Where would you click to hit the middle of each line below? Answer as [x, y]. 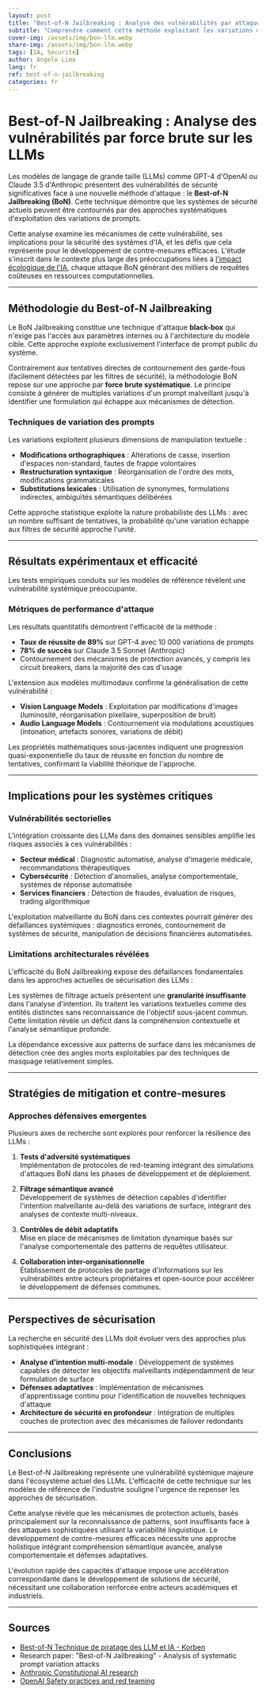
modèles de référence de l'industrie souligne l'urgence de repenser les [124, 1489]
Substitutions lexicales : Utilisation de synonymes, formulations [124, 489]
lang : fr [23, 67]
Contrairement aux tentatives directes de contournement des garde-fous [127, 368]
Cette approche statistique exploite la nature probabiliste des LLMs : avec [128, 512]
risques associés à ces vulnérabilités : [70, 844]
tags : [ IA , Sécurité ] [44, 52]
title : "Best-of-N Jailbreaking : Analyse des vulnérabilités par [120, 23]
